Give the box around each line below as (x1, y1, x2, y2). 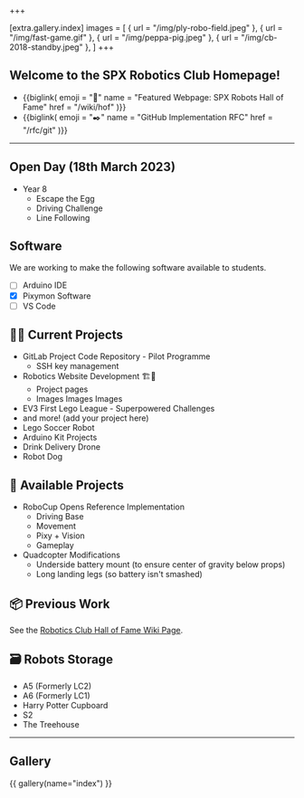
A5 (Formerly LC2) (22, 680, 92, 691)
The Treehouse (22, 718, 80, 729)
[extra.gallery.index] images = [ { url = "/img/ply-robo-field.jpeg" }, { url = (9, 23, 283, 33)
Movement (35, 521, 77, 532)
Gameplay (35, 540, 74, 551)
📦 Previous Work (9, 596, 110, 612)
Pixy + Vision (35, 530, 86, 541)
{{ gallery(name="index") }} (9, 777, 113, 788)
